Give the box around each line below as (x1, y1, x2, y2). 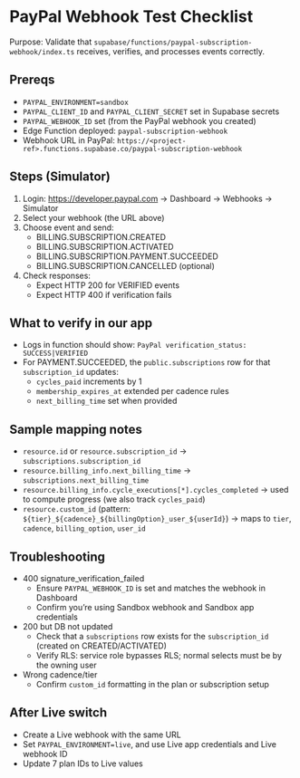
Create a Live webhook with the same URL (22, 729, 181, 740)
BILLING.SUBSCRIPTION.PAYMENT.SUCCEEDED (35, 251, 219, 262)
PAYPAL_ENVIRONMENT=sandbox (22, 98, 129, 107)
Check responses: (22, 270, 91, 281)
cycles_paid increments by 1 (35, 376, 142, 387)
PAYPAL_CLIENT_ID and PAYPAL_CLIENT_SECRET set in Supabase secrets (22, 106, 280, 117)
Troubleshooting (9, 549, 106, 564)
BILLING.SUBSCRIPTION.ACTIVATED (35, 241, 174, 252)
